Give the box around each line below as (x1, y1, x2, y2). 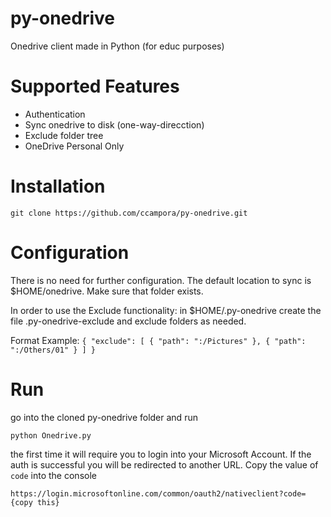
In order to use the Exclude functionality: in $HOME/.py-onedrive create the (10, 304, 322, 316)
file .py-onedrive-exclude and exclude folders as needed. (10, 315, 247, 327)
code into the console (10, 469, 97, 481)
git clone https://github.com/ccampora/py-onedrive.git (10, 208, 248, 218)
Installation (10, 175, 106, 198)
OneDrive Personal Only (24, 140, 125, 152)
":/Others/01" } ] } (10, 345, 97, 355)
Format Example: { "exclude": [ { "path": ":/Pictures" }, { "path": (10, 334, 307, 346)
